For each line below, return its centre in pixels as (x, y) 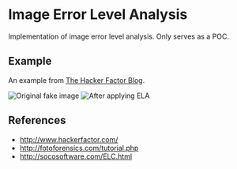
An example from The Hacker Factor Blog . (77, 80)
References (37, 120)
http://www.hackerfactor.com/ (69, 139)
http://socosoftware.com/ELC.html (76, 156)
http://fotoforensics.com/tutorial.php (79, 148)
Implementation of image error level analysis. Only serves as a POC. (119, 36)
